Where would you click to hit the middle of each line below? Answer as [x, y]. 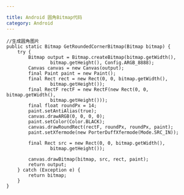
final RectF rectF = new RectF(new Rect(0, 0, [89, 90]
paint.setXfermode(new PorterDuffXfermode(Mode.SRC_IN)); [104, 132]
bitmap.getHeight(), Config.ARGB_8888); [102, 63]
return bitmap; [48, 175]
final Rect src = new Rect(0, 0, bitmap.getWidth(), [97, 143]
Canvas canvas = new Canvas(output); [76, 68]
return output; [48, 164]
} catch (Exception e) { [49, 170]
